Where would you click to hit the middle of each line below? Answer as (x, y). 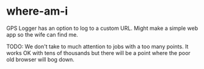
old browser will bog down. (40, 59)
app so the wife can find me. (42, 34)
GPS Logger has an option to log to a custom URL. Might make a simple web (102, 28)
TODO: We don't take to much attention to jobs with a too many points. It (97, 46)
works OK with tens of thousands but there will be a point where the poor (98, 53)
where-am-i (37, 11)
